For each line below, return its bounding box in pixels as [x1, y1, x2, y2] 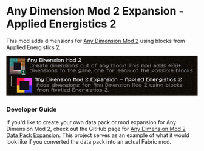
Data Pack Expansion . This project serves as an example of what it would [6, 132, 189, 139]
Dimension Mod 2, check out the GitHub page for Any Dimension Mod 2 [6, 126, 186, 133]
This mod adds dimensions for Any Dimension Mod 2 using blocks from [6, 37, 185, 44]
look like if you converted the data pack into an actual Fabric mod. [6, 138, 172, 146]
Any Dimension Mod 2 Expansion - [6, 4, 184, 18]
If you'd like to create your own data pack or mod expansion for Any [6, 119, 177, 126]
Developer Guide [6, 105, 57, 113]
